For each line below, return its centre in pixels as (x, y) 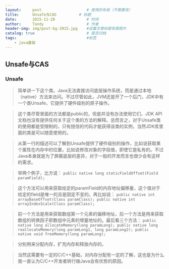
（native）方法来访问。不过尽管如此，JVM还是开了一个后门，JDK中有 (91, 97)
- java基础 (25, 43)
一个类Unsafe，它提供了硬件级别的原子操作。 (65, 103)
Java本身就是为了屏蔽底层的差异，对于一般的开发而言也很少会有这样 (89, 156)
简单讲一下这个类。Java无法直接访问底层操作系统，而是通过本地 (84, 91)
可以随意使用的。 (53, 133)
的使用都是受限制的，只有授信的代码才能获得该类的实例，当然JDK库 (88, 126)
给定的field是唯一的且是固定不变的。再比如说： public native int (86, 194)
